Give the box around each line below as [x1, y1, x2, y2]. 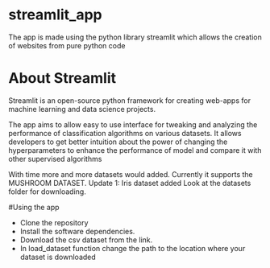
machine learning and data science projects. [8, 104, 156, 113]
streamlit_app [8, 6, 102, 24]
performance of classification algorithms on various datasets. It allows [8, 128, 242, 138]
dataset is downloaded [19, 252, 97, 262]
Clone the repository [19, 217, 89, 227]
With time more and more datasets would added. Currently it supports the [8, 169, 254, 179]
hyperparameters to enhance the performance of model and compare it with [8, 145, 262, 155]
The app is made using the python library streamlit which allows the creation [8, 32, 262, 42]
